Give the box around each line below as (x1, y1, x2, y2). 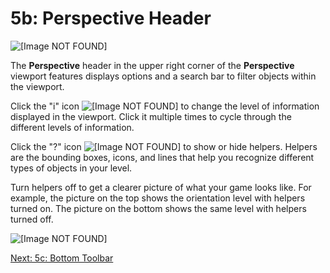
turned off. (10, 213, 54, 225)
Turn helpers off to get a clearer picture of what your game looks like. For (10, 181, 312, 193)
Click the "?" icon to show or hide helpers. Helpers (10, 140, 318, 152)
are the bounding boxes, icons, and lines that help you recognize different (10, 151, 315, 163)
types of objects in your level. (10, 162, 133, 174)
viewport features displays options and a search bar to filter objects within (10, 70, 317, 82)
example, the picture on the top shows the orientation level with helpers (10, 192, 306, 204)
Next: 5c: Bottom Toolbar (10, 252, 114, 264)
